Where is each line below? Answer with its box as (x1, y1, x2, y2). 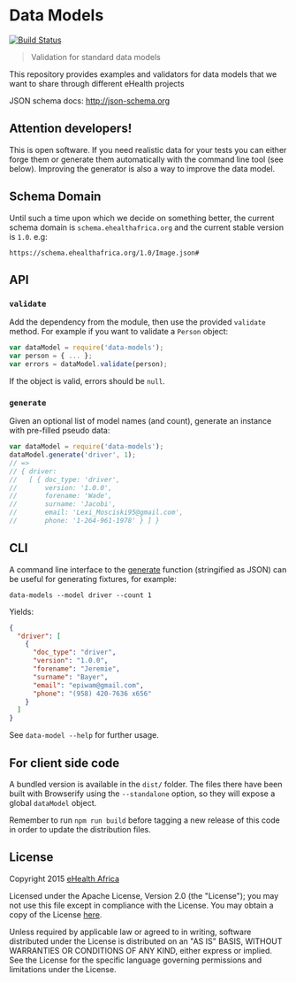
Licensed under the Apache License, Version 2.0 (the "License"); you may (9, 890, 279, 901)
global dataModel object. (9, 798, 97, 809)
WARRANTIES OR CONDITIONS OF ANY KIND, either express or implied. (9, 945, 272, 955)
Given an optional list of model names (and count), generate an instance (9, 416, 272, 426)
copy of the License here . (9, 909, 102, 920)
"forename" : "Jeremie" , (32, 664, 121, 673)
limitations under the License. (9, 963, 117, 974)
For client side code (9, 756, 120, 771)
